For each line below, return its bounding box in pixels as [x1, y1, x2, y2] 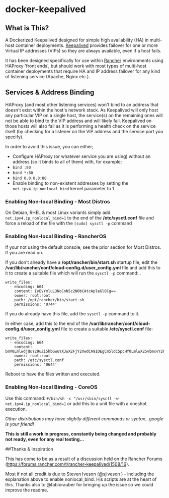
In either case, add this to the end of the [5, 320, 88, 326]
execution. [5, 406, 27, 412]
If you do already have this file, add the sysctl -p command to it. [5, 311, 140, 317]
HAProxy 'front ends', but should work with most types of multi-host [5, 63, 147, 69]
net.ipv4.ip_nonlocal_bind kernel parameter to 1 [12, 185, 114, 191]
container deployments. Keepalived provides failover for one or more [15, 42, 158, 48]
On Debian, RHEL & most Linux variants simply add [5, 209, 111, 215]
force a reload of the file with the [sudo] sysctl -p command [5, 220, 132, 227]
